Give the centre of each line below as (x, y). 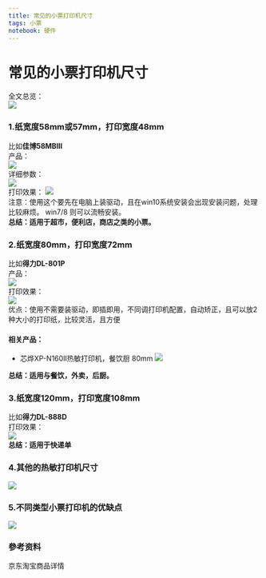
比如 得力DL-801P (37, 263)
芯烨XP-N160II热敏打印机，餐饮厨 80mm (86, 359)
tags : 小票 (25, 23)
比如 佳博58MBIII (35, 145)
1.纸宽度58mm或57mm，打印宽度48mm (86, 127)
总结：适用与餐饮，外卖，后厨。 (61, 376)
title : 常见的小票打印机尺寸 (51, 16)
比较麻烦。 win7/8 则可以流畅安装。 (67, 212)
